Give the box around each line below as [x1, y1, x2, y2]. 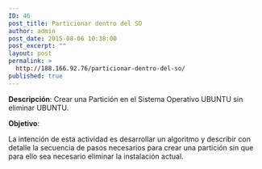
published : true [8, 72, 63, 80]
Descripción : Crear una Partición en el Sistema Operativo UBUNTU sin [8, 94, 243, 104]
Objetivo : [8, 118, 40, 128]
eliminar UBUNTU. [8, 103, 69, 112]
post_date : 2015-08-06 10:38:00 [8, 34, 117, 43]
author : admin [8, 27, 56, 35]
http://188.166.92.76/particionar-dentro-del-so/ [15, 65, 185, 73]
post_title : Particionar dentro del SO [8, 19, 143, 27]
